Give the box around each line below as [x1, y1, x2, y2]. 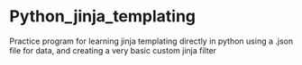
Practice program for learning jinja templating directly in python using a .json [9, 36, 294, 46]
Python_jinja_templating [9, 6, 197, 27]
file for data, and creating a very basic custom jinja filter [9, 45, 217, 55]
